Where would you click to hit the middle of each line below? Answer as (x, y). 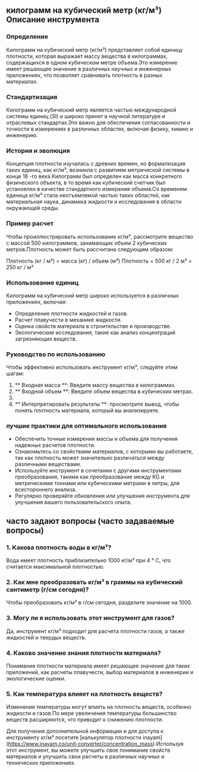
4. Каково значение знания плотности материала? (84, 653)
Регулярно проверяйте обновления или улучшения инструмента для (102, 496)
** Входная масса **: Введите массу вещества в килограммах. (95, 385)
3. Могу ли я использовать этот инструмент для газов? (91, 618)
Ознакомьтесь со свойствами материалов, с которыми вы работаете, (104, 452)
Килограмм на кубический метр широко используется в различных (93, 295)
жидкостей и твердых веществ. (46, 637)
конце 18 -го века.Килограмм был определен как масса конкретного (94, 177)
